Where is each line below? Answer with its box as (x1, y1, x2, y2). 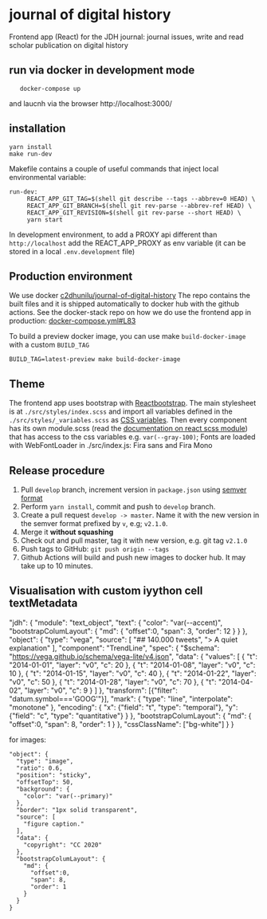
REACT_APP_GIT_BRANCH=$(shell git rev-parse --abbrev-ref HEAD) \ (26, 202, 252, 210)
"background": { (16, 785, 70, 793)
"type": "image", (16, 757, 74, 765)
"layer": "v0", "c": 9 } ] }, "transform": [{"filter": (24, 685, 178, 695)
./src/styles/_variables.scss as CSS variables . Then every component (9, 415, 248, 425)
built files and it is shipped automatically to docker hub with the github (9, 299, 240, 308)
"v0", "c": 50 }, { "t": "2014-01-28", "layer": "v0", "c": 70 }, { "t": (9, 677, 218, 686)
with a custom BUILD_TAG (9, 340, 90, 350)
